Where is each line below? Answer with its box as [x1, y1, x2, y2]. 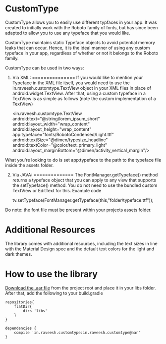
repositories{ [5, 299, 35, 305]
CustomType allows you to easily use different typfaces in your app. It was [5, 19, 157, 25]
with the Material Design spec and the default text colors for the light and [5, 246, 155, 252]
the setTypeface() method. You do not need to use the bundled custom [12, 182, 158, 188]
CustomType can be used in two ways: [5, 65, 84, 71]
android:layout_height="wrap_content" [12, 126, 92, 132]
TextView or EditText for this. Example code [12, 187, 102, 193]
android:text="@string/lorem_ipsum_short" [12, 115, 100, 121]
